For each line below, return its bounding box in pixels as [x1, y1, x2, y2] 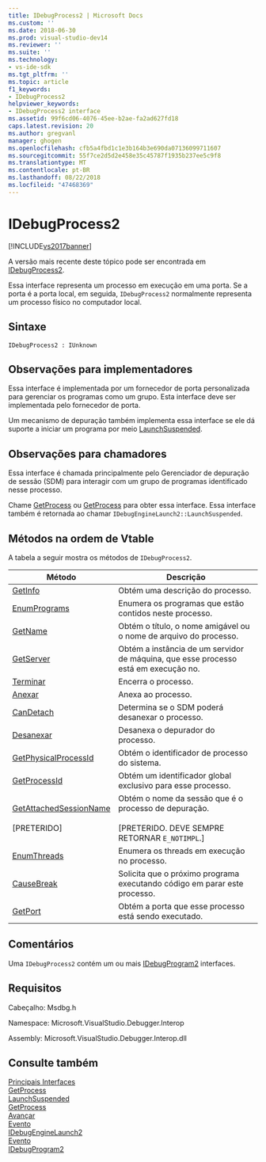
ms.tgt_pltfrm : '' [8, 70, 69, 78]
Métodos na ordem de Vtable [8, 531, 154, 545]
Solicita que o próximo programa [118, 868, 240, 879]
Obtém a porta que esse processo [118, 901, 245, 912]
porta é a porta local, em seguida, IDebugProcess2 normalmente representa [8, 288, 252, 298]
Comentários [8, 938, 74, 951]
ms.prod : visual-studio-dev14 [8, 33, 108, 42]
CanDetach [12, 707, 54, 718]
